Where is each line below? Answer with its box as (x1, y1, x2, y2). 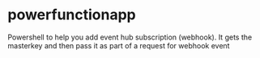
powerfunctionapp (7, 6, 136, 24)
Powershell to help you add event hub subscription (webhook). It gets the (7, 32, 253, 42)
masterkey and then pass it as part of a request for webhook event (7, 40, 230, 50)
